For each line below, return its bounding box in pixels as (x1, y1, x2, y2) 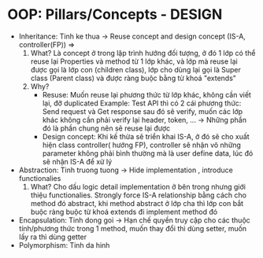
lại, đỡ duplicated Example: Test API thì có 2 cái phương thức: (42, 98, 242, 108)
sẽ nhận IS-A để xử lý (42, 157, 113, 166)
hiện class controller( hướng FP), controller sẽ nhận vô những (42, 140, 242, 149)
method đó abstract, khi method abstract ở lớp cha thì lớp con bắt (30, 198, 244, 208)
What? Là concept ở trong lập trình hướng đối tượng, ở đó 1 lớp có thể (30, 48, 256, 57)
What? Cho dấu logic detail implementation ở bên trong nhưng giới (30, 182, 246, 191)
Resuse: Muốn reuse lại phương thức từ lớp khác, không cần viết (42, 90, 251, 99)
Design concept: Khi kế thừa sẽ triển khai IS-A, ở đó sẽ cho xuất (42, 131, 250, 141)
